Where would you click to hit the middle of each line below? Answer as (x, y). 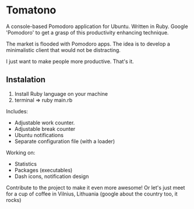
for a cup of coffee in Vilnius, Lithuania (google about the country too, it (92, 194)
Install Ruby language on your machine (61, 93)
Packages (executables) (43, 170)
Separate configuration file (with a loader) (65, 141)
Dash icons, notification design (52, 176)
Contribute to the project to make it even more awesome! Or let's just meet (96, 187)
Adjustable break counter (45, 128)
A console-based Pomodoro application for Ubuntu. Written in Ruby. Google (97, 26)
